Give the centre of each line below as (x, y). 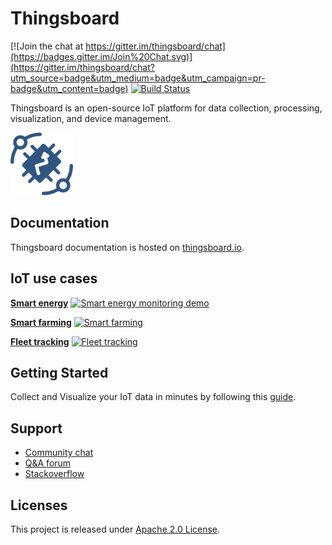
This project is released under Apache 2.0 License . (115, 529)
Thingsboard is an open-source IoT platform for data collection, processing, (166, 108)
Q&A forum (48, 463)
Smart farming (41, 322)
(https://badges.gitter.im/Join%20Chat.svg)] (101, 56)
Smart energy (39, 303)
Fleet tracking (40, 341)
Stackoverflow (54, 474)
